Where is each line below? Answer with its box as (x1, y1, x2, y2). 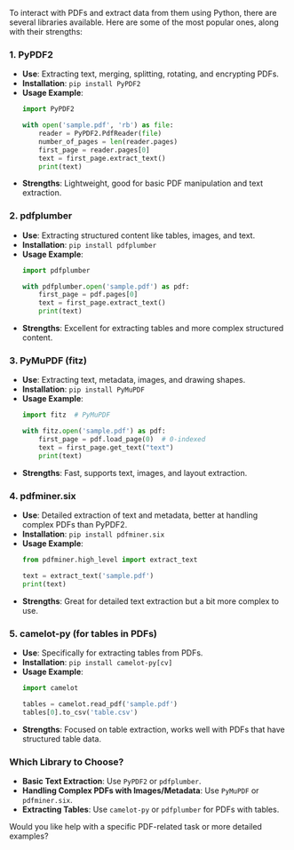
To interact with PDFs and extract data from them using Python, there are (9, 8, 277, 18)
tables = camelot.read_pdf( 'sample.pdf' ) (21, 699, 179, 709)
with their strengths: (9, 27, 83, 36)
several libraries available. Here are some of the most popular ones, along (9, 17, 280, 28)
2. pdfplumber (9, 210, 73, 222)
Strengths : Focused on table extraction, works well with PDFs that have (21, 724, 286, 735)
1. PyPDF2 (9, 48, 53, 60)
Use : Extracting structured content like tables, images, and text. (21, 230, 256, 241)
